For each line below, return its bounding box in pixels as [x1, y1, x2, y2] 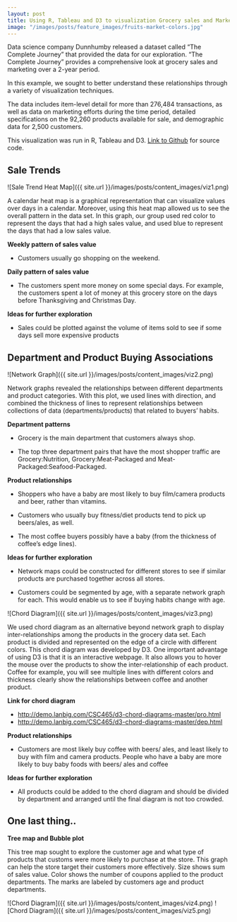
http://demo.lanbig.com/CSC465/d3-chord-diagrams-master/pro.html [17, 710, 221, 718]
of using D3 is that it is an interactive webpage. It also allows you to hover [7, 653, 221, 661]
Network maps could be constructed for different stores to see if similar [17, 567, 226, 575]
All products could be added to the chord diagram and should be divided [17, 787, 229, 796]
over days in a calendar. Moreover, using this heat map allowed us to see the [7, 204, 230, 212]
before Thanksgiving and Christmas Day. [17, 296, 136, 305]
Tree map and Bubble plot [7, 834, 85, 842]
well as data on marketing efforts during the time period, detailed [7, 107, 196, 116]
